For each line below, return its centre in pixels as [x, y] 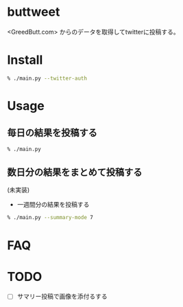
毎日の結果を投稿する [52, 133]
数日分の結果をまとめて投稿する [75, 172]
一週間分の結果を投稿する [53, 205]
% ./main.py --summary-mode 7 [50, 218]
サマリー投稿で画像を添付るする [62, 297]
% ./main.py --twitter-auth [47, 78]
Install [25, 60]
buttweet [34, 12]
